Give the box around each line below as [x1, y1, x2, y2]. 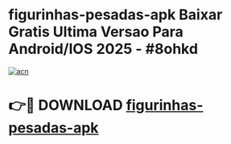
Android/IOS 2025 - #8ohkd [8, 40, 199, 58]
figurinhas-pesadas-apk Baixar [8, 6, 223, 24]
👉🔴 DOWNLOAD [8, 97, 123, 114]
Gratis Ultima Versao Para [8, 23, 184, 41]
